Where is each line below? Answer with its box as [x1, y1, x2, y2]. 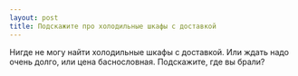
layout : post [9, 13, 59, 23]
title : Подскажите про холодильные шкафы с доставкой [9, 22, 217, 31]
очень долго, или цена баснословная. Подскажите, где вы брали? [9, 56, 265, 67]
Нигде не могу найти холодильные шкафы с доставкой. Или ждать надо [9, 46, 290, 57]
